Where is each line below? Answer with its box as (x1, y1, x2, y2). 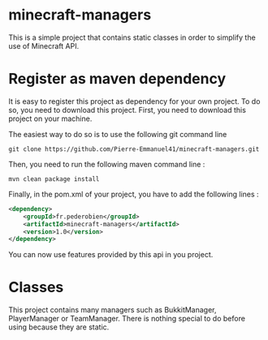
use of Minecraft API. (8, 41, 80, 50)
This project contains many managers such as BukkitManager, (8, 305, 217, 315)
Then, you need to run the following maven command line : (8, 159, 205, 169)
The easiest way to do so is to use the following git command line (8, 129, 227, 139)
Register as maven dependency (8, 70, 226, 88)
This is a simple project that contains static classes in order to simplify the (8, 32, 256, 42)
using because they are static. (8, 322, 110, 332)
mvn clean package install (8, 174, 100, 183)
